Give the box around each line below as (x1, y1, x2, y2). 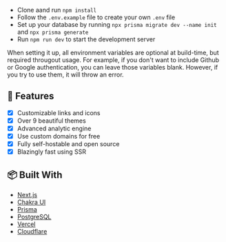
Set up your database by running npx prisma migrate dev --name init (17, 21, 217, 28)
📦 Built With (7, 169, 63, 181)
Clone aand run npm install (17, 6, 97, 14)
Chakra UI (17, 198, 46, 206)
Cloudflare (17, 228, 48, 235)
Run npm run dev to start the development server (17, 35, 156, 43)
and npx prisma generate (17, 28, 89, 36)
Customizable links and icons (17, 108, 101, 117)
